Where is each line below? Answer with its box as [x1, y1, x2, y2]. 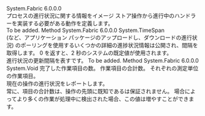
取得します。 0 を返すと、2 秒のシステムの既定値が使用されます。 [6, 49, 172, 56]
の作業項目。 [6, 72, 39, 79]
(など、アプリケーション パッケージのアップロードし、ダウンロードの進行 [6, 34, 192, 41]
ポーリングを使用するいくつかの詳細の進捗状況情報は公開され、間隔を [20, 42, 198, 48]
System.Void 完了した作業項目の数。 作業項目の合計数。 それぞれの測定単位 [6, 64, 199, 72]
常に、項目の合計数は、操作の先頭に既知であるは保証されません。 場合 [6, 88, 185, 95]
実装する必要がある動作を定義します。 [17, 20, 114, 27]
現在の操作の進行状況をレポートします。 [6, 80, 109, 87]
